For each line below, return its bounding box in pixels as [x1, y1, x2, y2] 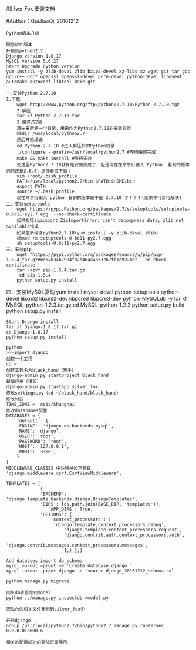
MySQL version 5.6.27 [6, 58, 59, 64]
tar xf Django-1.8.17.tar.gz [6, 324, 77, 330]
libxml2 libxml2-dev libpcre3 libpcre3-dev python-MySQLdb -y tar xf [20, 295, 187, 302]
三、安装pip [6, 247, 32, 252]
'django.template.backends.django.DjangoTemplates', [6, 496, 138, 502]
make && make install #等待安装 [16, 156, 92, 161]
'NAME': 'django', [16, 428, 62, 434]
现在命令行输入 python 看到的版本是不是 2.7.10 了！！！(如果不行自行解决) [16, 195, 182, 201]
